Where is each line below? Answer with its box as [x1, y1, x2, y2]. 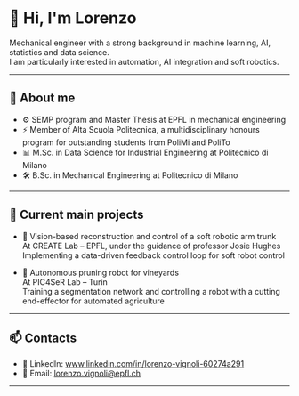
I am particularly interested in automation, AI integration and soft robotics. [9, 56, 279, 67]
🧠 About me [9, 91, 76, 106]
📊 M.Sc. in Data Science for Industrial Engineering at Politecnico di [21, 147, 269, 158]
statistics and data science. [9, 46, 109, 57]
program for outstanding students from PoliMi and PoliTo [21, 137, 231, 148]
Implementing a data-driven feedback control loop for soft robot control [21, 249, 285, 261]
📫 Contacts [9, 330, 77, 345]
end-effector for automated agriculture [21, 295, 165, 306]
